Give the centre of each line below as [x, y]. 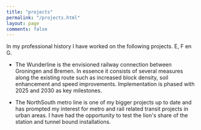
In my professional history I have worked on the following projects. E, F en [99, 46]
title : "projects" [30, 12]
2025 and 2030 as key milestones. [58, 91]
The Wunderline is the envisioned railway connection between [93, 65]
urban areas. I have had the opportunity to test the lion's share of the [101, 115]
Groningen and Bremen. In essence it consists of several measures [99, 71]
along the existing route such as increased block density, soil [92, 78]
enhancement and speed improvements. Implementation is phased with [105, 84]
